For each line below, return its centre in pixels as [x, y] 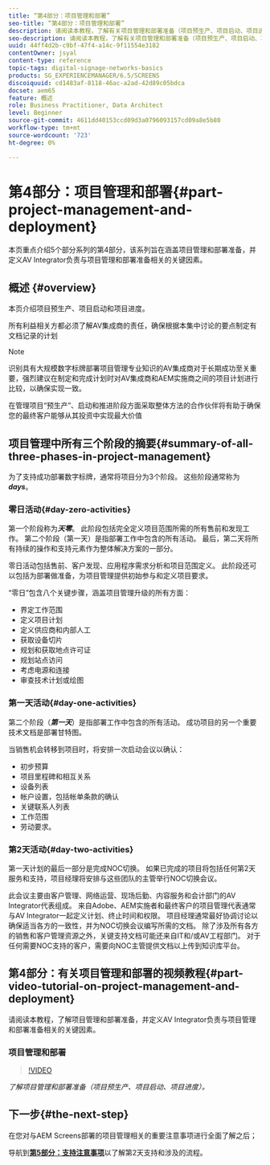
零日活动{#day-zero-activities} [70, 509]
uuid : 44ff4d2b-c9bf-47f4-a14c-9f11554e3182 [84, 46]
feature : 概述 [31, 98]
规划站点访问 [41, 660]
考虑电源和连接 [45, 670]
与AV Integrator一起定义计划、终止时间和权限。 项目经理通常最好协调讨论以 [133, 915]
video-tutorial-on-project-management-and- [124, 986]
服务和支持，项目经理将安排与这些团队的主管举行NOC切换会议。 [115, 878]
